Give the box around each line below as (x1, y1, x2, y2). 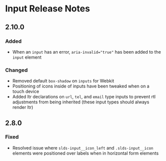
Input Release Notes (5, 3, 90, 14)
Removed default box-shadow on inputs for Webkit (12, 78, 114, 84)
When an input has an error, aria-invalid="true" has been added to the (12, 49, 162, 55)
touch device (12, 88, 40, 94)
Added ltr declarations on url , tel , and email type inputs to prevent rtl (12, 94, 156, 100)
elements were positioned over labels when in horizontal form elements (12, 150, 159, 156)
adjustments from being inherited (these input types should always (12, 99, 150, 105)
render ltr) (12, 104, 33, 110)
